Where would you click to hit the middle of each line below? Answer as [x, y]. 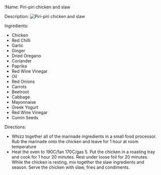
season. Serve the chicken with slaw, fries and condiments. [71, 167]
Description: [17, 16]
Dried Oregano [26, 56]
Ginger [18, 51]
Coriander [22, 61]
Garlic [17, 45]
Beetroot [20, 92]
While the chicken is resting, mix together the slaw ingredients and [78, 162]
